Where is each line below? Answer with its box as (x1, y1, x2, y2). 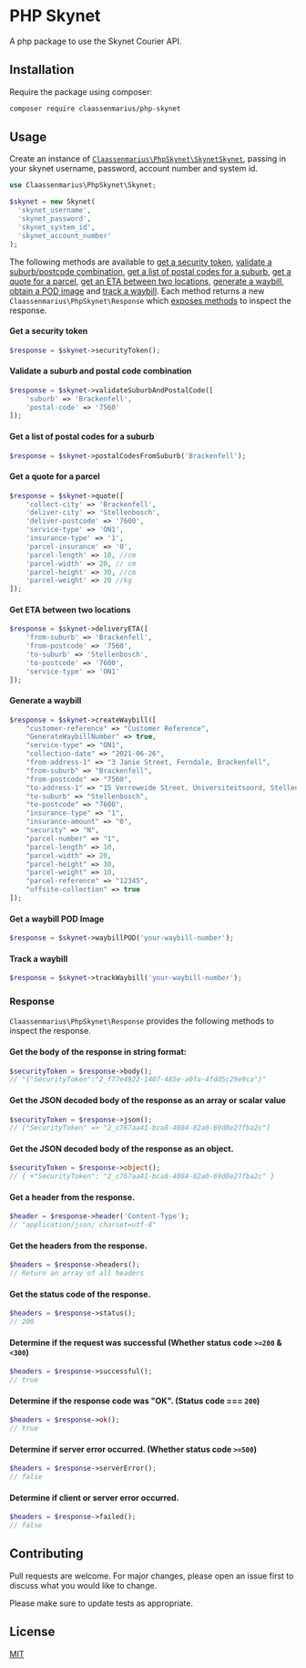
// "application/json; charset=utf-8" (9, 1220, 157, 1230)
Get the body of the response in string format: (9, 1046, 187, 1057)
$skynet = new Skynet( (9, 197, 96, 206)
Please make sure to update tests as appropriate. (9, 1598, 194, 1609)
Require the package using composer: (9, 86, 153, 97)
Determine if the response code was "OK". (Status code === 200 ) (9, 1395, 260, 1406)
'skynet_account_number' (17, 231, 112, 240)
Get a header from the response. (9, 1192, 135, 1203)
